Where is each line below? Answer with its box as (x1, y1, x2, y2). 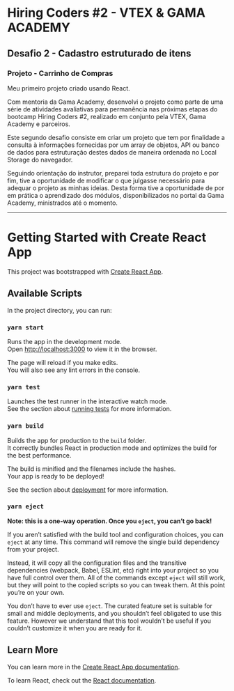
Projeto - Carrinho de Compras (7, 68, 114, 78)
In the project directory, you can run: (7, 306, 112, 314)
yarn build (7, 422, 44, 430)
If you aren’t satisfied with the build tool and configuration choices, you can (7, 530, 224, 538)
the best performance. (7, 451, 72, 459)
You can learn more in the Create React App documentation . (7, 662, 180, 671)
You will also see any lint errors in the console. (7, 366, 141, 374)
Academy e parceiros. (7, 120, 71, 128)
